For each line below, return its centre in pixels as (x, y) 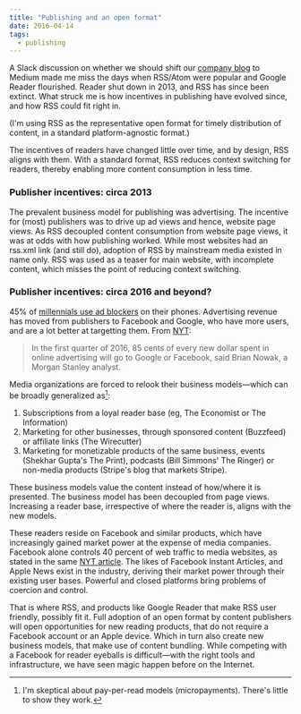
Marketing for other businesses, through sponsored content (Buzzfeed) (154, 431)
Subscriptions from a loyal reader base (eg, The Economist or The (144, 412)
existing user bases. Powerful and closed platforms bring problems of (138, 580)
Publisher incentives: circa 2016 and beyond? (111, 292)
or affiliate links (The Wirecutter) (82, 441)
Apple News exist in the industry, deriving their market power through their (147, 571)
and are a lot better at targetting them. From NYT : (100, 330)
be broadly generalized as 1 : (60, 395)
